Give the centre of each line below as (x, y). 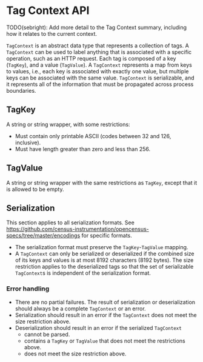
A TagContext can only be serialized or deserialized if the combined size (105, 254)
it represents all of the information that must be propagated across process (100, 84)
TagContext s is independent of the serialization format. (83, 273)
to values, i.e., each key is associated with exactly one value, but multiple (98, 71)
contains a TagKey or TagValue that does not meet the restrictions (105, 341)
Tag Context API (48, 11)
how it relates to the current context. (52, 33)
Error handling (28, 289)
